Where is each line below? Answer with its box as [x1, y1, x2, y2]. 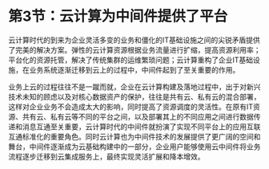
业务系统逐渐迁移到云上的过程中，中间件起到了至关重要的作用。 [29, 65, 240, 74]
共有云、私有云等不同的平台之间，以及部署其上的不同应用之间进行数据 [22, 112, 254, 121]
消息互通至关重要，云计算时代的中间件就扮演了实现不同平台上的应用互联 [22, 121, 261, 132]
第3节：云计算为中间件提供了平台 [8, 7, 228, 26]
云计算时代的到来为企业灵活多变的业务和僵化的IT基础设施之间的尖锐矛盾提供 [8, 35, 260, 45]
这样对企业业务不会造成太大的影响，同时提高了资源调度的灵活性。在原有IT [8, 101, 254, 112]
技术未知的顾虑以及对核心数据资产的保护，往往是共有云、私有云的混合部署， [8, 92, 261, 101]
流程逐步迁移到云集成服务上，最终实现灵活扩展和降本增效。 [8, 151, 205, 161]
